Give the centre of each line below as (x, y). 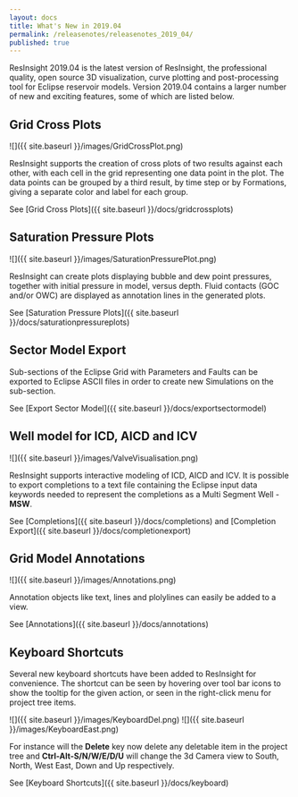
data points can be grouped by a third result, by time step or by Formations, (148, 182)
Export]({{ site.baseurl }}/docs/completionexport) (100, 530)
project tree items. (43, 702)
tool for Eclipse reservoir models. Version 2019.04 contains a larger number (148, 87)
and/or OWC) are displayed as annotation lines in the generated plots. (137, 295)
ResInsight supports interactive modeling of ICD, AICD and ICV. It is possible (149, 475)
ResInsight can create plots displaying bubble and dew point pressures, (141, 276)
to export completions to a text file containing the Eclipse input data (133, 485)
